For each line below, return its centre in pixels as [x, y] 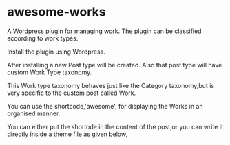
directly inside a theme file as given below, [67, 134]
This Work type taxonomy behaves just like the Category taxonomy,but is [111, 85]
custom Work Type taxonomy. [50, 72]
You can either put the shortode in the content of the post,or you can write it [115, 126]
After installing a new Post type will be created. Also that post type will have [115, 65]
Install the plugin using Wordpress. [56, 52]
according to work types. [43, 38]
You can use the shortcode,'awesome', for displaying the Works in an [105, 106]
